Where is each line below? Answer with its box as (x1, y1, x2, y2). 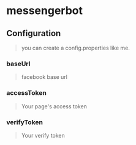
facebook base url (21, 73, 67, 81)
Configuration (6, 28, 61, 39)
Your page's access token (21, 102, 88, 110)
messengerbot (6, 4, 83, 18)
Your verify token (21, 132, 66, 139)
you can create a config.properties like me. (21, 44, 130, 51)
